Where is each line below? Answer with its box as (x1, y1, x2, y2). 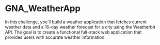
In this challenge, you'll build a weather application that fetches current (5, 19, 147, 25)
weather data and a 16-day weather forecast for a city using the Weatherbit (5, 24, 155, 30)
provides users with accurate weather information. (5, 34, 106, 40)
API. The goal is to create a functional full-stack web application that (5, 29, 142, 35)
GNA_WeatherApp (5, 3, 81, 14)
